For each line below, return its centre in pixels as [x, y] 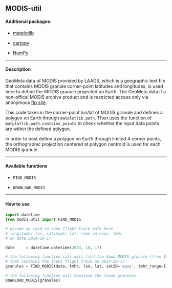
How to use [17, 204]
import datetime [23, 215]
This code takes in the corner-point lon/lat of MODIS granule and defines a [84, 112]
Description [18, 69]
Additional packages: [29, 21]
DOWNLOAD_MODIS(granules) [33, 280]
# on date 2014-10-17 [28, 238]
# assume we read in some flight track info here [59, 229]
